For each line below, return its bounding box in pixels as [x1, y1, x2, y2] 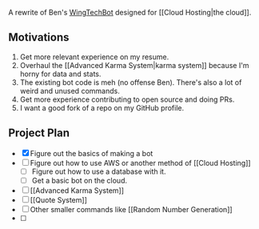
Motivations [8, 30, 70, 44]
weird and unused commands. [19, 86, 120, 95]
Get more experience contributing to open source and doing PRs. [19, 94, 235, 104]
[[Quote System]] [30, 195, 88, 204]
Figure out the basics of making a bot [30, 148, 153, 158]
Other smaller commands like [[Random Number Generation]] [30, 204, 233, 214]
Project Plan [8, 127, 70, 140]
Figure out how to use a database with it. [31, 167, 166, 176]
